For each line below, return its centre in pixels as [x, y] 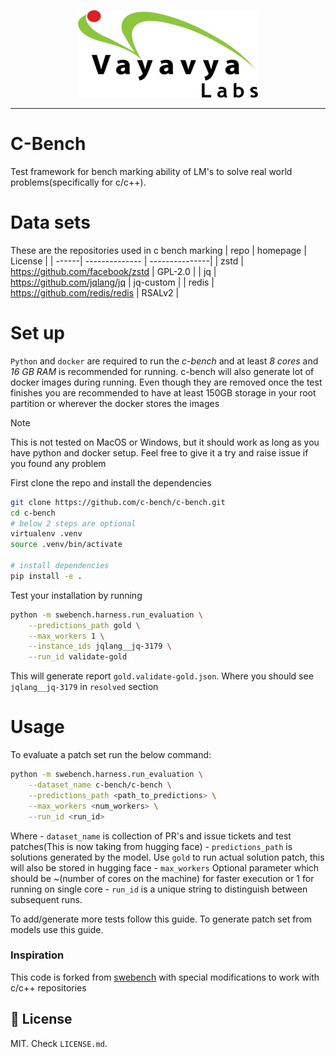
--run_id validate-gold [78, 657]
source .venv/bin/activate [66, 545]
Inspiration [37, 955]
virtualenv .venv [46, 534]
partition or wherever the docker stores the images [115, 403]
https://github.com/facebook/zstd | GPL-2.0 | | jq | [113, 271]
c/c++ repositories [48, 987]
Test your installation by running [76, 595]
